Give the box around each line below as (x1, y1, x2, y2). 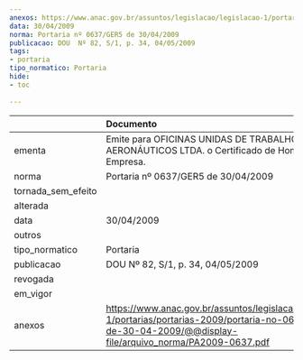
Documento (106, 117, 158, 130)
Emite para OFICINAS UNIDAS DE (106, 133, 248, 145)
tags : (9, 47, 30, 56)
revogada (14, 272, 54, 285)
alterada (14, 199, 50, 212)
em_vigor (14, 287, 52, 300)
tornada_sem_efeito (14, 184, 97, 197)
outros (14, 228, 42, 241)
